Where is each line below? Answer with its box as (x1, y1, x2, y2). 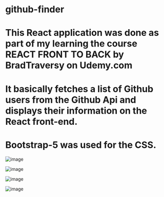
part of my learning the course (5, 38, 137, 50)
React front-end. (5, 116, 78, 127)
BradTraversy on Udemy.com (5, 60, 133, 71)
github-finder (5, 4, 65, 15)
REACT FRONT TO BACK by (5, 49, 124, 60)
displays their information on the (5, 105, 148, 116)
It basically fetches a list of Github (5, 83, 154, 95)
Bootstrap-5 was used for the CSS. (5, 139, 156, 150)
